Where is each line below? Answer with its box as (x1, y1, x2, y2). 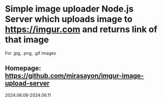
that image (5, 34, 49, 45)
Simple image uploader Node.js (5, 3, 134, 15)
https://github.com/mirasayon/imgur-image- (5, 72, 144, 80)
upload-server (5, 79, 50, 87)
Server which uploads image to (5, 14, 133, 25)
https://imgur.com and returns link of (5, 24, 158, 35)
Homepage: (5, 64, 41, 73)
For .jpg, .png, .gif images (5, 50, 57, 56)
